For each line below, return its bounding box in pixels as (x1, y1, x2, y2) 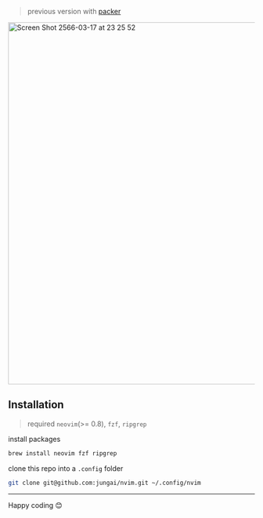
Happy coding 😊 (8, 500, 63, 509)
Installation (8, 398, 64, 411)
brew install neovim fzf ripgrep (8, 449, 117, 458)
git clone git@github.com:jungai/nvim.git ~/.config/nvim (8, 479, 201, 487)
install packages (8, 434, 61, 443)
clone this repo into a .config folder (8, 463, 124, 473)
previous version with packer (27, 7, 121, 16)
